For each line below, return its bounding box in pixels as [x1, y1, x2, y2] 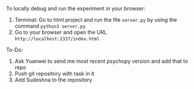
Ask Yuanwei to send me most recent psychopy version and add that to [14, 58, 189, 64]
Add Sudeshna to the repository [14, 76, 93, 83]
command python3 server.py [14, 23, 86, 29]
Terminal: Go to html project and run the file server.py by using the [14, 16, 177, 23]
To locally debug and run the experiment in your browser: [6, 5, 146, 12]
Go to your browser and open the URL [14, 29, 107, 36]
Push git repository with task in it [14, 70, 94, 77]
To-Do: [6, 46, 24, 53]
